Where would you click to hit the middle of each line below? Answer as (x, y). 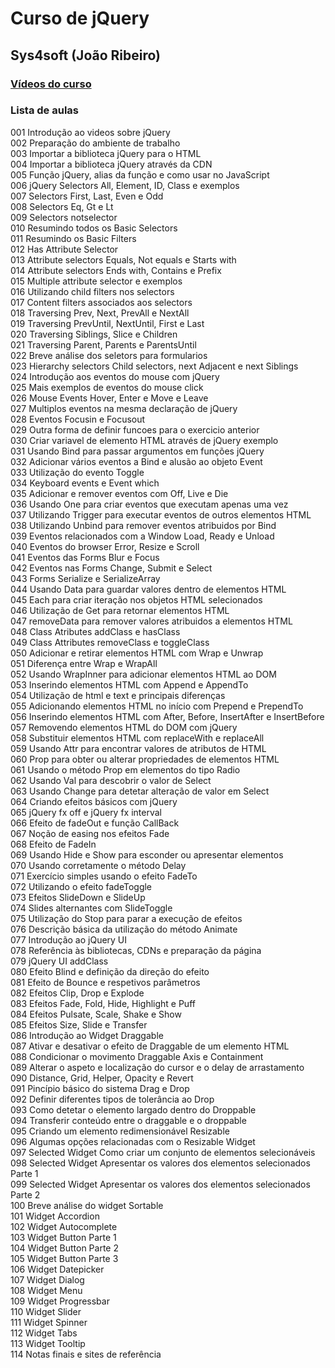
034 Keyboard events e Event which (85, 483)
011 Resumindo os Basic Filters (73, 238)
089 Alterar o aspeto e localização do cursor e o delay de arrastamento (157, 1067)
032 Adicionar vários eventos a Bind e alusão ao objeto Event (136, 461)
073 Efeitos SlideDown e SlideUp (78, 897)
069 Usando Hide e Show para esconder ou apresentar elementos (147, 854)
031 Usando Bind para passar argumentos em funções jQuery (137, 451)
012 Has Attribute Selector (64, 249)
